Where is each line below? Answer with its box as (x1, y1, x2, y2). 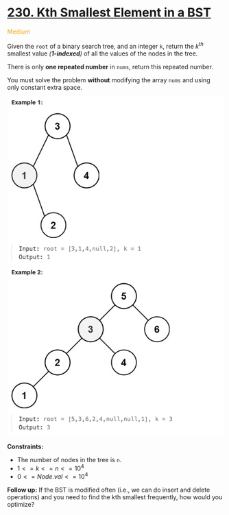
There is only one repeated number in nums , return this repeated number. (7, 62, 214, 71)
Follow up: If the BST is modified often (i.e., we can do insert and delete (7, 486, 210, 494)
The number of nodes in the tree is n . (16, 455, 122, 464)
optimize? (7, 501, 35, 509)
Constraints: (7, 442, 44, 451)
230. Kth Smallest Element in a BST (7, 5, 211, 21)
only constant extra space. (7, 83, 82, 91)
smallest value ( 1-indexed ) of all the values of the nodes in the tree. (7, 49, 198, 58)
